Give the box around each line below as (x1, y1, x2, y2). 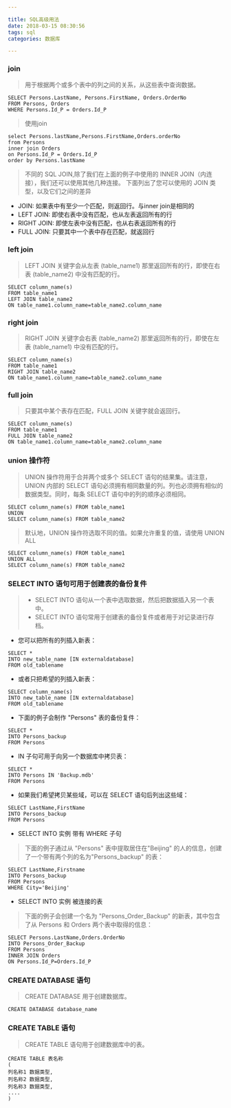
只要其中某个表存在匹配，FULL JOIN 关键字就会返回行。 (24, 407, 184, 415)
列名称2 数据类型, (8, 1076, 54, 1083)
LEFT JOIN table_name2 (8, 296, 73, 302)
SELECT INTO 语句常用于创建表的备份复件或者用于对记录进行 (34, 613, 209, 621)
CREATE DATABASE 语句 (8, 975, 91, 985)
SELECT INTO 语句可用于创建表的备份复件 (8, 579, 147, 588)
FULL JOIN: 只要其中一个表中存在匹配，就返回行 (17, 228, 155, 236)
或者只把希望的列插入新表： (17, 675, 97, 683)
